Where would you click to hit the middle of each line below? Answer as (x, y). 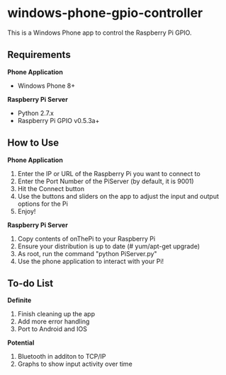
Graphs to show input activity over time (75, 364)
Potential (21, 343)
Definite (19, 300)
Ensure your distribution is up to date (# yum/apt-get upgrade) (109, 246)
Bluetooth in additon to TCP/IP (62, 357)
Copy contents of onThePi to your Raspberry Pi (86, 238)
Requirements (39, 55)
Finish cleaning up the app (56, 314)
